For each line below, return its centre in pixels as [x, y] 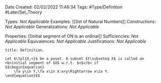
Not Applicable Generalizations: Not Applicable [52, 27]
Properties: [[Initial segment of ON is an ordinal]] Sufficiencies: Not [72, 36]
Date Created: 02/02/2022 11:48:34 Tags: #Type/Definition [64, 7]
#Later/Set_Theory [24, 12]
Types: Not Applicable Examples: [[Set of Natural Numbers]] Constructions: [80, 22]
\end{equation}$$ [23, 76]
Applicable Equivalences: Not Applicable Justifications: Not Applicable [76, 41]
